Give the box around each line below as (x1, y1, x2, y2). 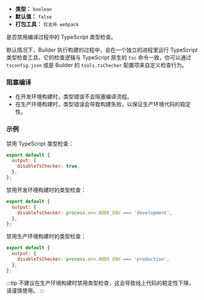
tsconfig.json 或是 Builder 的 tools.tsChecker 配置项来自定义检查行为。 (6, 61, 188, 69)
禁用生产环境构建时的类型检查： (6, 233, 86, 240)
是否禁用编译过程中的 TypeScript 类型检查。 (6, 33, 117, 41)
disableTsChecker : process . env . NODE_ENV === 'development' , (17, 210, 172, 216)
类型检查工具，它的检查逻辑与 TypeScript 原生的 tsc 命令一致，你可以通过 (6, 54, 191, 61)
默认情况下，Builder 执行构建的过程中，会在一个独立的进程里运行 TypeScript (6, 46, 198, 53)
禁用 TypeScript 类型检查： (6, 140, 74, 147)
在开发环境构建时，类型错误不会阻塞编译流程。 (15, 93, 132, 100)
